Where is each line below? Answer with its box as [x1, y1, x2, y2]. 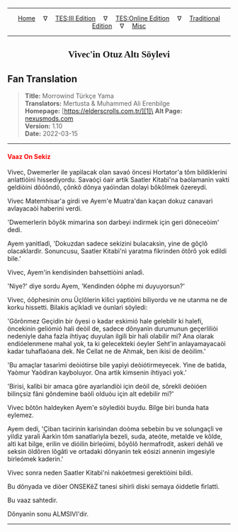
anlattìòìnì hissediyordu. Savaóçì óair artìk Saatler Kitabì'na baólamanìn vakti [7, 175, 230, 184]
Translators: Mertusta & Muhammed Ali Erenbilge [24, 99, 170, 108]
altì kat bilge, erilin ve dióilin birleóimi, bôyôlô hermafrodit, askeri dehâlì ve [7, 440, 223, 448]
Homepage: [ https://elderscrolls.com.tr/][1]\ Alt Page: [24, 107, 183, 116]
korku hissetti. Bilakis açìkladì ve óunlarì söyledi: [7, 303, 148, 312]
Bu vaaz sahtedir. [7, 496, 58, 504]
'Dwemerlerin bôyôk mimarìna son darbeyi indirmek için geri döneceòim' [7, 218, 220, 227]
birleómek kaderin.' [7, 455, 64, 463]
